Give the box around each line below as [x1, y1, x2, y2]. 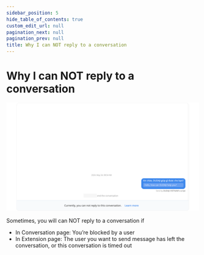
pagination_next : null [6, 29, 64, 35]
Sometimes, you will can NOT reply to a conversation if [6, 217, 145, 224]
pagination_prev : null [6, 35, 64, 42]
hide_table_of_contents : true [6, 16, 84, 23]
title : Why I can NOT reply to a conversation [6, 42, 127, 48]
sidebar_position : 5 [6, 10, 59, 16]
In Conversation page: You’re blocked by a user [15, 229, 135, 236]
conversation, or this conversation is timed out [15, 242, 133, 250]
